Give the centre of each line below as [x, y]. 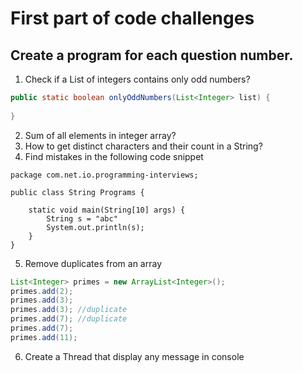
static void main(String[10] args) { [107, 210]
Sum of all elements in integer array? [100, 135]
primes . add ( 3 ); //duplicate [69, 310]
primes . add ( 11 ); [44, 337]
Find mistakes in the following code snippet [114, 156]
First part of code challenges [132, 18]
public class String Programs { [77, 192]
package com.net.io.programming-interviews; [104, 175]
